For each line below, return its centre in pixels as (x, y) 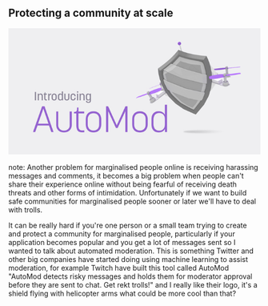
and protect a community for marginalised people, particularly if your (122, 234)
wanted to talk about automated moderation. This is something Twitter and (131, 251)
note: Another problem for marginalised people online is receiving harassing (133, 167)
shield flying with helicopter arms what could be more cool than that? (122, 293)
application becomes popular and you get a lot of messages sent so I (122, 242)
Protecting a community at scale (91, 13)
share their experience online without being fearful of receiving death (123, 184)
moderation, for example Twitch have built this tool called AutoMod (119, 268)
